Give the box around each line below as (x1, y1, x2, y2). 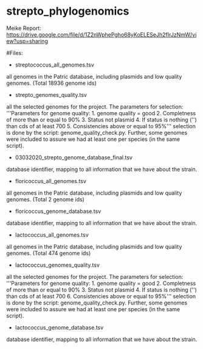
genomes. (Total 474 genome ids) (6, 249, 91, 257)
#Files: (6, 49, 23, 56)
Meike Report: (6, 24, 41, 32)
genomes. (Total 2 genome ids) (6, 195, 85, 203)
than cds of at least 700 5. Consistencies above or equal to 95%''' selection (6, 122, 196, 129)
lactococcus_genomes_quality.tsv (15, 261, 100, 268)
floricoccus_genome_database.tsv (15, 207, 101, 215)
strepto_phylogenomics (6, 4, 129, 18)
